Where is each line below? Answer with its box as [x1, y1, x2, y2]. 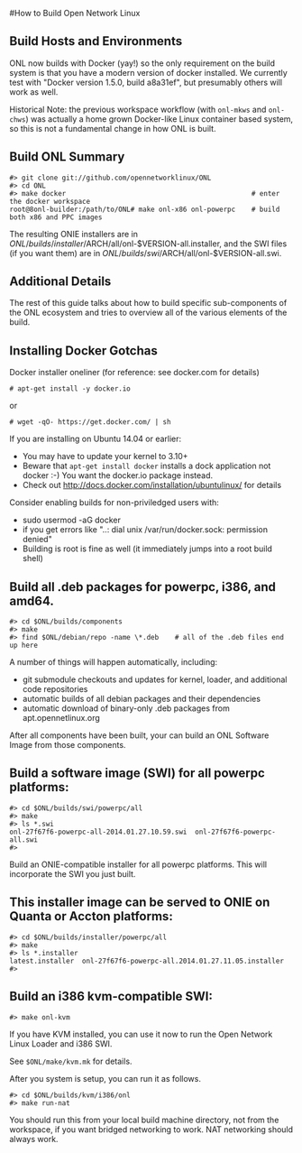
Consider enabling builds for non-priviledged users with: [9, 497, 219, 508]
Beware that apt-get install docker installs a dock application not [22, 460, 271, 472]
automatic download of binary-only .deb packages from [22, 703, 230, 714]
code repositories [22, 684, 88, 695]
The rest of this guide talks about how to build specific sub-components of [9, 298, 288, 309]
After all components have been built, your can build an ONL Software [9, 730, 270, 741]
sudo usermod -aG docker [22, 514, 122, 526]
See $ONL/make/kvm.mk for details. [9, 1056, 133, 1066]
